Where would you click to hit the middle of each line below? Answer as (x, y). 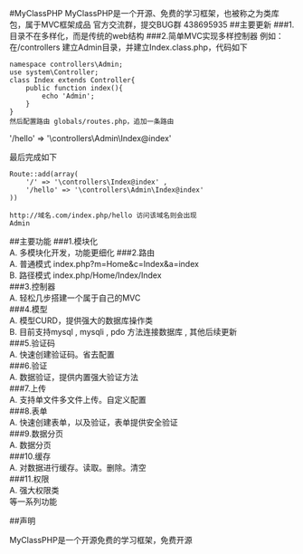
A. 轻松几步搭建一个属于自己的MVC (75, 298)
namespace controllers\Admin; (66, 64)
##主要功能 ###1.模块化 (53, 241)
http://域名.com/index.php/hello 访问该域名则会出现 (103, 215)
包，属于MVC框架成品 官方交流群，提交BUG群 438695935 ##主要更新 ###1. (152, 24)
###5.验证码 (33, 343)
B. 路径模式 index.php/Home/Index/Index (85, 275)
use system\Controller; (54, 72)
